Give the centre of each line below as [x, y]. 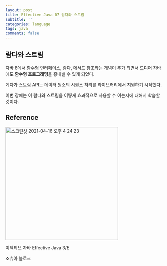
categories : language [28, 24]
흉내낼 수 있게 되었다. [74, 74]
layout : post [19, 10]
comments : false [22, 33]
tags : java [17, 29]
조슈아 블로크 [18, 258]
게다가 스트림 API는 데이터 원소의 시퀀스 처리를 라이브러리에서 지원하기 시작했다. [83, 85]
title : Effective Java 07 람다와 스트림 [45, 15]
